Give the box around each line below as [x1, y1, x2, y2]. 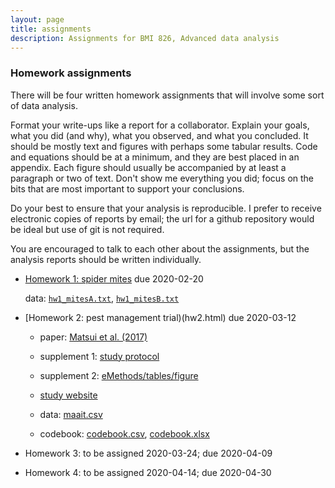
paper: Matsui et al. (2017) [39, 331, 148, 343]
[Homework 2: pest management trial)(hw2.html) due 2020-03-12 [24, 311, 297, 323]
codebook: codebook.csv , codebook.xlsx [39, 427, 210, 440]
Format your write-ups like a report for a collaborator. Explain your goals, [10, 119, 310, 131]
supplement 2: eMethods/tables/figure [39, 369, 199, 381]
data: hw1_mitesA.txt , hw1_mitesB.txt [24, 292, 180, 304]
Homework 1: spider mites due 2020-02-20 [24, 272, 204, 285]
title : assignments [10, 24, 92, 34]
